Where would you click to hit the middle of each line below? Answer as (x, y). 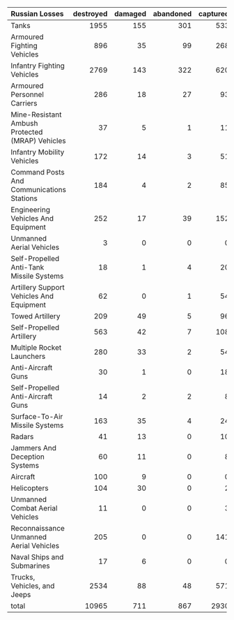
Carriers (24, 103)
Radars (22, 437)
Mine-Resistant (36, 115)
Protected (27, 132)
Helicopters (30, 488)
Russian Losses (37, 14)
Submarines (30, 566)
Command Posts (38, 172)
